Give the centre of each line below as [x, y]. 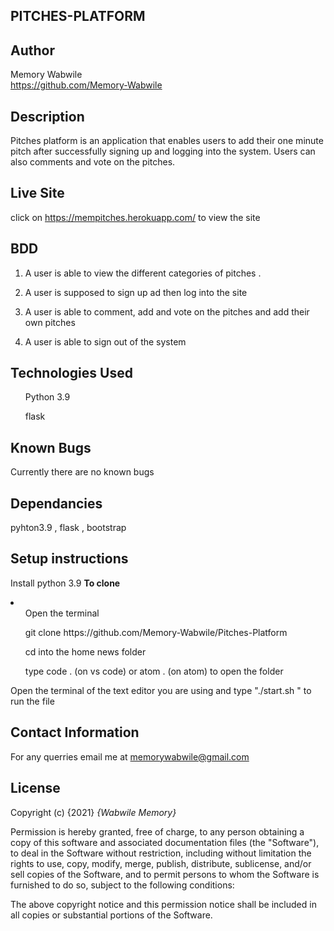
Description [47, 116]
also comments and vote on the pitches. [93, 162]
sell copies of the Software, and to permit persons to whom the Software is [165, 874]
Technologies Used [71, 373]
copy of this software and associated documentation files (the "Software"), [165, 842]
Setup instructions [69, 559]
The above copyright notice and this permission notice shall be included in [163, 904]
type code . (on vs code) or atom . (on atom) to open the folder [154, 671]
